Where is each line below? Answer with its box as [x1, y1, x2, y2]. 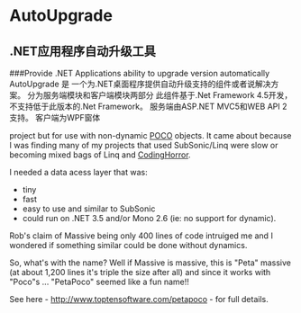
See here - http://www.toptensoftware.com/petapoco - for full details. [9, 294, 269, 304]
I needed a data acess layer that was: [9, 167, 148, 177]
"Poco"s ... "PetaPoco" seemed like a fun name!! [9, 276, 189, 287]
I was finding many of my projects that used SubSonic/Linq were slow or [9, 140, 278, 150]
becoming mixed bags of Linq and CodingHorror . [9, 149, 191, 160]
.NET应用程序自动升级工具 [9, 43, 156, 58]
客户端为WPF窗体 [34, 112, 101, 122]
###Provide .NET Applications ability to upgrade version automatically [9, 68, 270, 78]
